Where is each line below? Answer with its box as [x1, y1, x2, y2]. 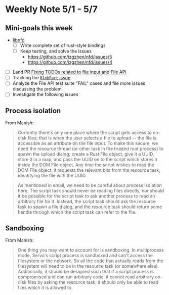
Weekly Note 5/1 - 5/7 [5, 4, 98, 15]
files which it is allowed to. [17, 284, 73, 290]
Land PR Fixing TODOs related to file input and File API [12, 69, 126, 75]
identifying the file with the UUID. [17, 173, 87, 179]
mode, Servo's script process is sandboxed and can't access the [17, 253, 153, 258]
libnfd [12, 37, 25, 43]
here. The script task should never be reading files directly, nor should [17, 188, 164, 194]
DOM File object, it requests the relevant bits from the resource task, [17, 167, 161, 173]
